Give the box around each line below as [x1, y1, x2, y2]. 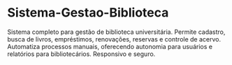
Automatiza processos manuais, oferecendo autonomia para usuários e [7, 42, 213, 50]
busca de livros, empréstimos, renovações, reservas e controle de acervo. [7, 35, 222, 43]
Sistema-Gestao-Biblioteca [7, 5, 169, 21]
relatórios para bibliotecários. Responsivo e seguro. [7, 50, 156, 58]
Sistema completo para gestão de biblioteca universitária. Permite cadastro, [7, 28, 226, 36]
